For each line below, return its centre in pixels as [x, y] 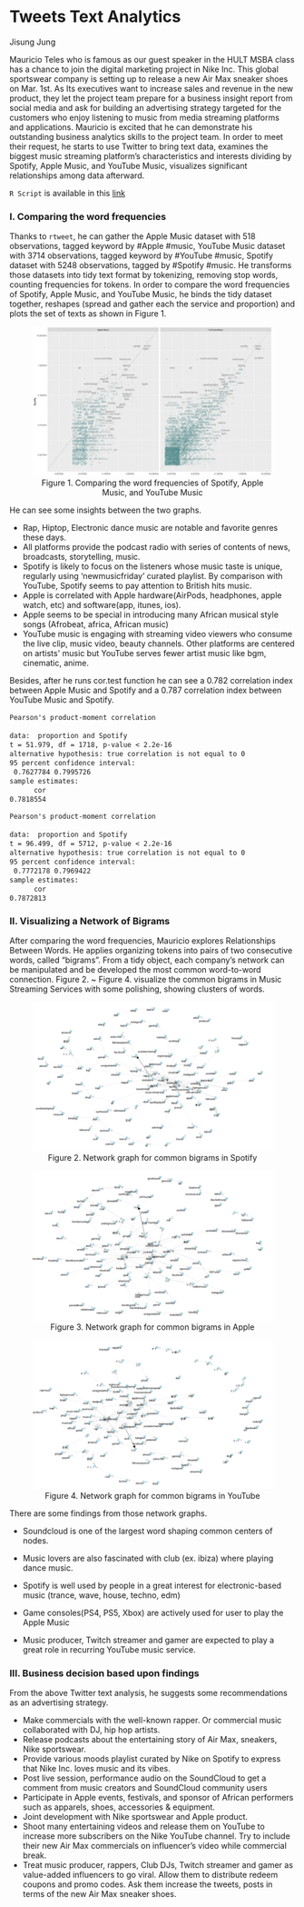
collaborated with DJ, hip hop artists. [91, 1730]
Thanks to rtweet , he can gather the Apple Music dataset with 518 [132, 236]
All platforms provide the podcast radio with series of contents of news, [156, 546]
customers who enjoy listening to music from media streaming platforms [144, 117]
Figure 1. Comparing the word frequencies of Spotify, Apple [152, 483]
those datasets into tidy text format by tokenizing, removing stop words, [144, 275]
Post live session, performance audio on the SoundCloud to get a [144, 1778]
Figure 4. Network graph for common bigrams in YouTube [152, 1495]
